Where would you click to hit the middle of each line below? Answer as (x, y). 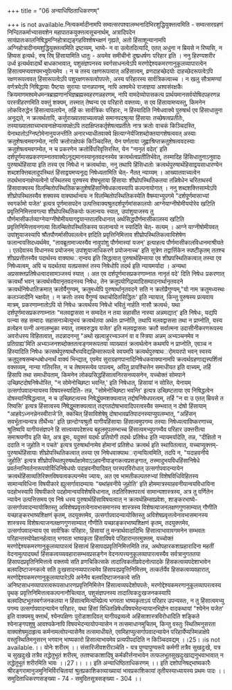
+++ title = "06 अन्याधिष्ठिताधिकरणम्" (54, 11)
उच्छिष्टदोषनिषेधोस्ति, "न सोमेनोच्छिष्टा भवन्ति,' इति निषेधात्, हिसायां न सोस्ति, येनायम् (99, 383)
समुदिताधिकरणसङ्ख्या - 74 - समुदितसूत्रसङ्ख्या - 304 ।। (74, 679)
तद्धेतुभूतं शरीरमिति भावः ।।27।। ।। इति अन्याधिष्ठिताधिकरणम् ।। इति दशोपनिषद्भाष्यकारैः (109, 663)
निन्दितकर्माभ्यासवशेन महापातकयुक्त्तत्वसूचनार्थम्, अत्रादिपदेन (71, 32)
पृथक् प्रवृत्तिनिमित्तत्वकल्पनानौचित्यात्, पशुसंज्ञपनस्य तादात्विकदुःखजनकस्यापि (89, 593)
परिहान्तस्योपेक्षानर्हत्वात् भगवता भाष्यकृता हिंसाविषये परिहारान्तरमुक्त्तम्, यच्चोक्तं (90, 538)
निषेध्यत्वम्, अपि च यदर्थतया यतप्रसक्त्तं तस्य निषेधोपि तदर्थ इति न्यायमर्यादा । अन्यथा (97, 266)
